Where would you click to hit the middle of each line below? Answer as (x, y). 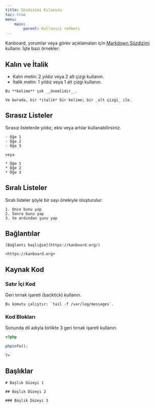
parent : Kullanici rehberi (52, 29)
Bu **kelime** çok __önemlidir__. (42, 91)
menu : (11, 19)
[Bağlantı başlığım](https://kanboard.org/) (53, 245)
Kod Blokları (20, 316)
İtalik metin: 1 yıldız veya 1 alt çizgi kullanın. (57, 82)
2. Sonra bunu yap (24, 214)
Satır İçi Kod (20, 284)
